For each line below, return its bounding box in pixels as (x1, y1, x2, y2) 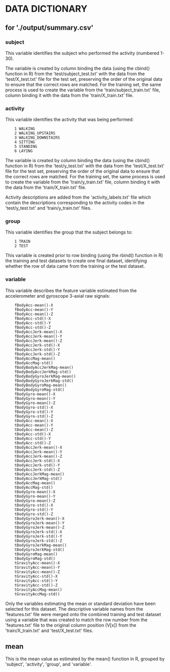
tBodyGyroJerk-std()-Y (14, 534, 62, 539)
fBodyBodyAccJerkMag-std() (14, 369, 72, 374)
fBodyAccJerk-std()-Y (14, 347, 60, 352)
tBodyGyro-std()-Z (14, 511, 53, 517)
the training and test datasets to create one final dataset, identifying (5, 258, 147, 264)
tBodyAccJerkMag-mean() (14, 471, 65, 476)
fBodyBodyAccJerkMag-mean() (14, 365, 74, 370)
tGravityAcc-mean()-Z (14, 569, 60, 574)
